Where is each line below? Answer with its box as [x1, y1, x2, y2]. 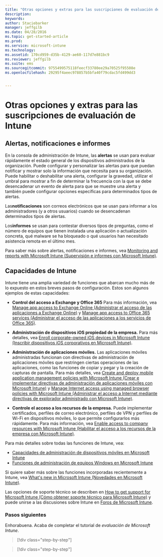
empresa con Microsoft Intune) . [12, 430, 75, 437]
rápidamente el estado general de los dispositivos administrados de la [5, 157, 145, 163]
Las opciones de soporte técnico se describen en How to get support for [5, 489, 151, 495]
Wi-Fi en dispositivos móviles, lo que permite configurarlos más [12, 415, 140, 421]
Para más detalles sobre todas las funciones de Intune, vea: [5, 440, 125, 446]
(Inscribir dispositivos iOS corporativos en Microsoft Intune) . [12, 340, 133, 345]
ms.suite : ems [5, 61, 34, 66]
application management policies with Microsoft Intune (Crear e [12, 375, 140, 381]
